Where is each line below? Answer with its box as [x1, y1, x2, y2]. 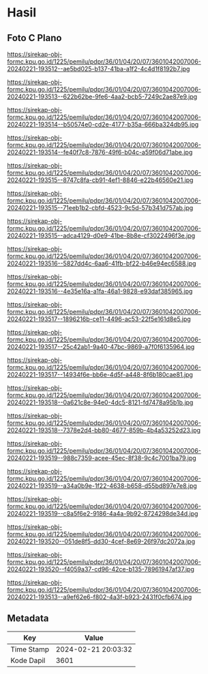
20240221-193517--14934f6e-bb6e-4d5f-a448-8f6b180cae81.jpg [7, 371, 193, 378]
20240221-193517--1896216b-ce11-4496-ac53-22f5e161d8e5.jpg [7, 315, 191, 323]
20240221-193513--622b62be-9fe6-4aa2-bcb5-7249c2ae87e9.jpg [7, 92, 198, 101]
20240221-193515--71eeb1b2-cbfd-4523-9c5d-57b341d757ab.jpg [7, 204, 194, 211]
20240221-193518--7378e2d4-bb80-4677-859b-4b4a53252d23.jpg [7, 426, 201, 434]
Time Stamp [10, 645, 50, 654]
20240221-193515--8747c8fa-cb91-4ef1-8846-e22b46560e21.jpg [7, 176, 194, 184]
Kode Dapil [10, 656, 46, 665]
